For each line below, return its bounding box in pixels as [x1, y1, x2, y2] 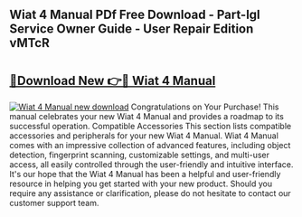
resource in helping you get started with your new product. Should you [9, 178, 273, 189]
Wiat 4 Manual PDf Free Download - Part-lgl [9, 7, 260, 23]
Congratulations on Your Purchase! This [130, 101, 279, 112]
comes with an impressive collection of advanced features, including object [9, 140, 291, 150]
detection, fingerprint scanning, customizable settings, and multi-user [9, 149, 269, 160]
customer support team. [9, 198, 99, 208]
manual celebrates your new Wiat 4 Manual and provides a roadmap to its [9, 111, 285, 121]
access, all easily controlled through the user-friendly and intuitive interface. [9, 159, 294, 170]
